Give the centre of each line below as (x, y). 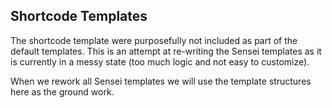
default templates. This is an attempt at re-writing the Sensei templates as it (166, 51)
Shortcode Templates (79, 16)
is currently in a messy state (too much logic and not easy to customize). (160, 61)
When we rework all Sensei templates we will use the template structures (161, 81)
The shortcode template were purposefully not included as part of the (154, 40)
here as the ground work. (62, 91)
